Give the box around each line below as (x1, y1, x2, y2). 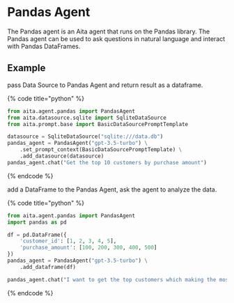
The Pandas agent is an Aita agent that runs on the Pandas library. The (7, 27, 210, 36)
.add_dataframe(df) (19, 263, 77, 270)
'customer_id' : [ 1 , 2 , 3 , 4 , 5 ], (19, 238, 117, 244)
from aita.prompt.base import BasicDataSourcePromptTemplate (7, 121, 189, 127)
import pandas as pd (7, 219, 68, 226)
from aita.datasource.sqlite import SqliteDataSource (7, 114, 167, 121)
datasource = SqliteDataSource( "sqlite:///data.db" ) (7, 133, 164, 140)
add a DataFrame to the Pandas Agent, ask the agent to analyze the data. (7, 185, 217, 194)
